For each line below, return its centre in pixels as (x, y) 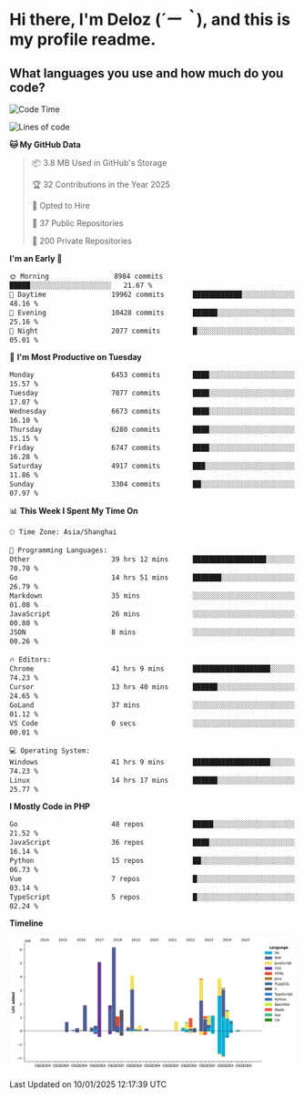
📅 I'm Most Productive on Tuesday (76, 357)
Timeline (26, 923)
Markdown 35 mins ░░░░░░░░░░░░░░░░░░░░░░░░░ (152, 596)
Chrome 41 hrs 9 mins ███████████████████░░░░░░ (152, 669)
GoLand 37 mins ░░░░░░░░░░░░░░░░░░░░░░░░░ (152, 705)
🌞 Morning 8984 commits (86, 276)
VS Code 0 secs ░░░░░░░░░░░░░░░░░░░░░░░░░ (152, 724)
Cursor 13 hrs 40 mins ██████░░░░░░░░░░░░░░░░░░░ (152, 687)
